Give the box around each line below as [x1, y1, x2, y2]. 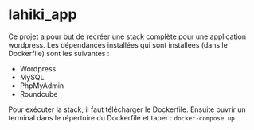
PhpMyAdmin [19, 81, 64, 90]
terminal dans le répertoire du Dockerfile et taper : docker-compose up [8, 113, 235, 122]
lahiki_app [8, 6, 77, 24]
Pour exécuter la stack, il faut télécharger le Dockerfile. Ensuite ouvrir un [8, 105, 247, 114]
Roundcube [19, 89, 58, 98]
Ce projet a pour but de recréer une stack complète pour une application [8, 32, 247, 41]
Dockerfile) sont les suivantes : [8, 48, 110, 58]
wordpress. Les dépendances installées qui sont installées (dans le [8, 40, 229, 49]
